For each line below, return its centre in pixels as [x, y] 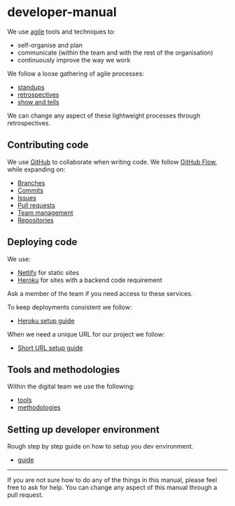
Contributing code [48, 145]
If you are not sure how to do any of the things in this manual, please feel [112, 480]
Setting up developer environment [83, 429]
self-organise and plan [50, 45]
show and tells [38, 101]
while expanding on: [36, 169]
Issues [27, 197]
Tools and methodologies [64, 369]
